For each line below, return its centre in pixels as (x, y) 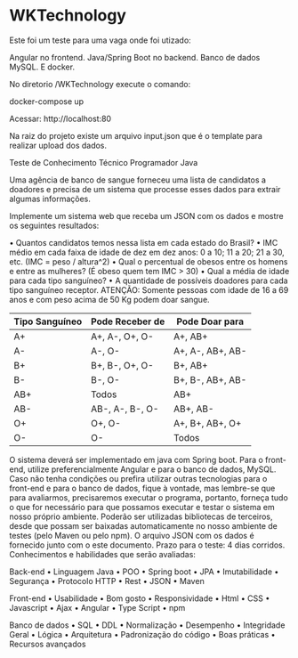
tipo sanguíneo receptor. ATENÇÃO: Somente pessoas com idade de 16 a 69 (149, 289)
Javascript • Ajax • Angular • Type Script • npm (97, 607)
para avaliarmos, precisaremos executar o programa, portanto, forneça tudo (149, 497)
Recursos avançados (48, 644)
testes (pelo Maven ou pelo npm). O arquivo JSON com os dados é (132, 535)
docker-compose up (47, 101)
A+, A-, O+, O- (122, 337)
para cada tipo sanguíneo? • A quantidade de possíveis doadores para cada (149, 280)
